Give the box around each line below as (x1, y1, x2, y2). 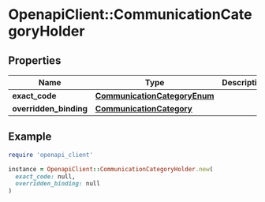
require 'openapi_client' (8, 151, 93, 159)
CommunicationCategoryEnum (95, 91, 215, 101)
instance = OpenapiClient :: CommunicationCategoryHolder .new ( (8, 165, 214, 173)
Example (8, 130, 52, 144)
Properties (8, 54, 62, 67)
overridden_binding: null (15, 180, 101, 188)
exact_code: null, (15, 172, 77, 181)
